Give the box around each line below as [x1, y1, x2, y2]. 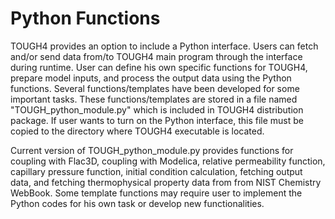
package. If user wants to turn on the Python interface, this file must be [10, 114, 305, 126]
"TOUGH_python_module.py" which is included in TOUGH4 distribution [10, 103, 304, 116]
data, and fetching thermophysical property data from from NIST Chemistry [10, 176, 322, 188]
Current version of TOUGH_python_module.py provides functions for [10, 144, 294, 156]
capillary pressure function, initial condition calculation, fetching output [10, 165, 303, 177]
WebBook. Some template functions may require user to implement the [10, 187, 303, 199]
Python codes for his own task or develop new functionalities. [10, 197, 265, 209]
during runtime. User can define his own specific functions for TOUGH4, [10, 61, 308, 73]
